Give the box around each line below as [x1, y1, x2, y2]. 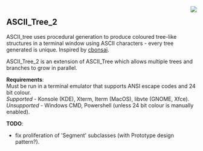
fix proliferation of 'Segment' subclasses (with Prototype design [14, 132, 174, 139]
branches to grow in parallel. [6, 64, 77, 72]
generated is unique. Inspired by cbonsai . [6, 45, 110, 53]
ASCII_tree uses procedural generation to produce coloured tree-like [6, 33, 177, 40]
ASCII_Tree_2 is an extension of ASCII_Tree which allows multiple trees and [6, 58, 193, 65]
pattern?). [14, 138, 40, 145]
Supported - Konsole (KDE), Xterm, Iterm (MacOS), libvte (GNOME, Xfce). [6, 95, 190, 102]
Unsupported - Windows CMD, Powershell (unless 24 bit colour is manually [6, 101, 194, 109]
